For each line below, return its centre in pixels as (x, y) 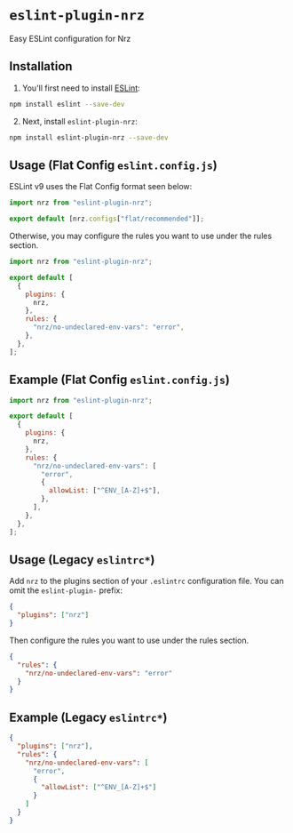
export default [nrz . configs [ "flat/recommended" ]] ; (107, 219)
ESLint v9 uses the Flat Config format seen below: (101, 187)
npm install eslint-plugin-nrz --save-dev (89, 137)
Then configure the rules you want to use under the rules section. (129, 640)
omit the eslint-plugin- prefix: (66, 590)
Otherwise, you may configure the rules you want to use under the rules (141, 236)
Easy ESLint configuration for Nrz (70, 38)
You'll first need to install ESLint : (81, 88)
